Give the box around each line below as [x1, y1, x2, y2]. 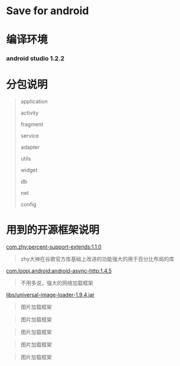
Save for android [6, 4, 89, 18]
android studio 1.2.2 [6, 54, 65, 63]
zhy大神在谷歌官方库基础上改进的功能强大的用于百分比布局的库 [20, 256, 175, 263]
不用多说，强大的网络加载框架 [20, 279, 93, 287]
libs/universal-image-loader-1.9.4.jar [6, 291, 95, 299]
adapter [20, 143, 40, 151]
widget [20, 166, 38, 174]
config [20, 201, 37, 208]
